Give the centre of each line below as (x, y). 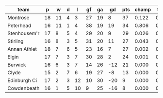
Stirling (16, 41)
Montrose (18, 18)
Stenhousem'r (24, 33)
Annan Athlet (22, 49)
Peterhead (19, 25)
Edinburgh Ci (22, 80)
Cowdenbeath (24, 88)
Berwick (17, 65)
